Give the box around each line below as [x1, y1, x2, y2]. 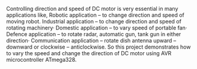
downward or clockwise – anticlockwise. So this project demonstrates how [6, 43, 191, 50]
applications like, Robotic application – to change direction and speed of [6, 11, 185, 19]
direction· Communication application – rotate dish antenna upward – [6, 37, 177, 44]
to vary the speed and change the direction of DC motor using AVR [6, 50, 172, 56]
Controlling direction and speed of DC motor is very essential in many [6, 5, 178, 12]
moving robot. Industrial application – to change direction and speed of [6, 18, 182, 25]
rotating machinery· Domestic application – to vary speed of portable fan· [6, 24, 187, 31]
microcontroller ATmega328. [6, 56, 77, 63]
